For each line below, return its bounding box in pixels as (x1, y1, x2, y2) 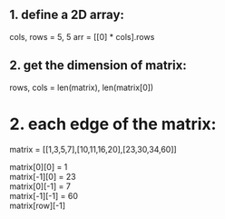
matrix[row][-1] (9, 200, 66, 211)
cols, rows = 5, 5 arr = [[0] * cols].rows (9, 31, 155, 42)
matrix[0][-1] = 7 (9, 181, 71, 192)
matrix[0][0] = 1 (9, 161, 68, 172)
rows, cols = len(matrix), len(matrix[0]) (9, 82, 154, 93)
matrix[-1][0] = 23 (9, 171, 76, 182)
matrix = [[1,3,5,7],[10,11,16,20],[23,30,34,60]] (9, 144, 177, 154)
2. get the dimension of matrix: (9, 58, 188, 74)
